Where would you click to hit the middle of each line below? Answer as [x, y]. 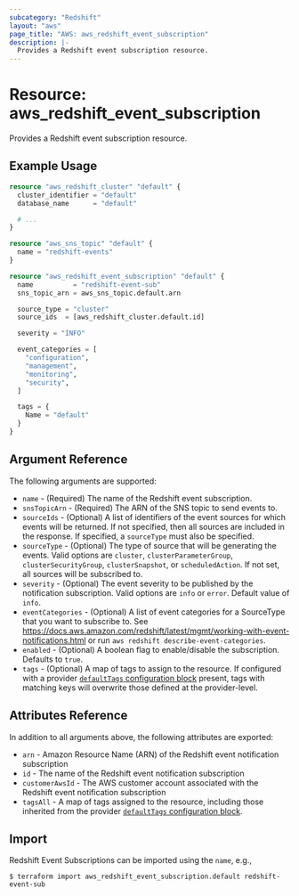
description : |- [39, 42]
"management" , [51, 366]
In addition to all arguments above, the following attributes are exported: [141, 737]
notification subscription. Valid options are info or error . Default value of [156, 592]
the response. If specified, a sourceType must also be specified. [138, 536]
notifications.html [54, 640]
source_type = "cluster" [63, 309]
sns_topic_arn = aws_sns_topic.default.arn [99, 293]
